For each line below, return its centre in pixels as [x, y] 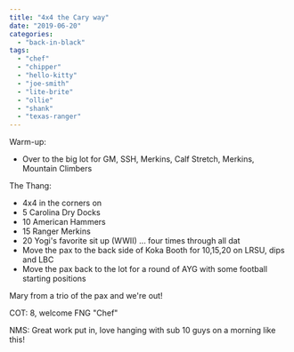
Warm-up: [28, 142]
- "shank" [35, 108]
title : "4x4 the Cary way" [59, 17]
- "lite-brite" [45, 92]
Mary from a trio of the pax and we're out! [86, 296]
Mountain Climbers [57, 169]
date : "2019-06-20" [45, 26]
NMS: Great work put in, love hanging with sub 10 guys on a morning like [143, 331]
